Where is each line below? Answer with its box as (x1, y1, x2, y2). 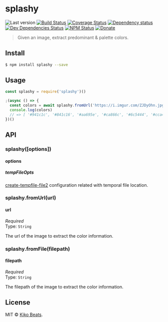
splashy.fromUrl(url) (5, 194, 56, 201)
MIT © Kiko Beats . (5, 312, 43, 318)
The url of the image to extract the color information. (5, 233, 113, 239)
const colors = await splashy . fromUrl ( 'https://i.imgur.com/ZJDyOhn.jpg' (9, 103, 166, 108)
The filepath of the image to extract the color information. (5, 284, 123, 290)
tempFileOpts (5, 169, 34, 175)
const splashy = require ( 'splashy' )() (5, 89, 86, 94)
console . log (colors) (9, 108, 52, 113)
